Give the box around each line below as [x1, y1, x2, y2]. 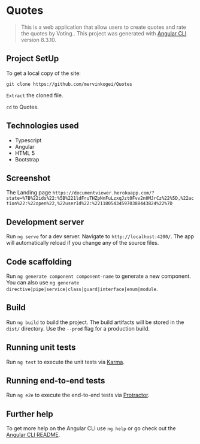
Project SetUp [6, 53, 59, 64]
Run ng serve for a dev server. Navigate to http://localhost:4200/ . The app [6, 233, 195, 240]
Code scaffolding [6, 256, 72, 267]
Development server [6, 217, 84, 227]
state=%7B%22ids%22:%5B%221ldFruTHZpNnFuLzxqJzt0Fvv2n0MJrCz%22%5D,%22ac [6, 196, 195, 202]
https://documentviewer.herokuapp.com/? [52, 190, 154, 196]
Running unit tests [6, 343, 76, 353]
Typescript [14, 136, 42, 144]
